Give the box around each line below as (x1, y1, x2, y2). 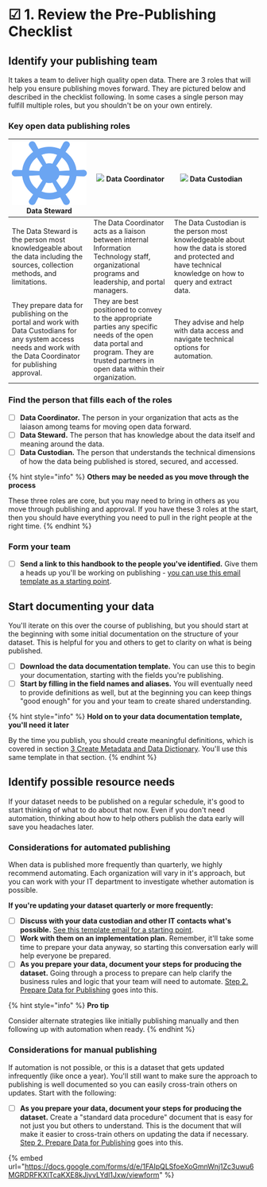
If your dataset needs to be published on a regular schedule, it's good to (8, 796, 245, 806)
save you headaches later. (8, 822, 94, 831)
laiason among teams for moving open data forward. (19, 422, 192, 431)
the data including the (11, 251, 83, 261)
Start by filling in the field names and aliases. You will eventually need (19, 679, 253, 689)
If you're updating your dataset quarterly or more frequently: (8, 901, 214, 910)
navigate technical (173, 334, 234, 344)
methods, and (11, 268, 57, 278)
